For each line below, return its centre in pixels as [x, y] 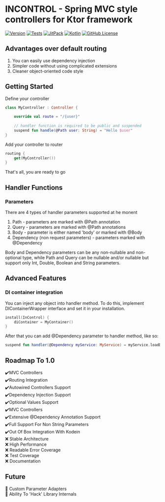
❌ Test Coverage [22, 455]
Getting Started [29, 87]
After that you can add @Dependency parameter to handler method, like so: [82, 336]
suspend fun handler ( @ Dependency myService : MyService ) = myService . [78, 345]
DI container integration [34, 292]
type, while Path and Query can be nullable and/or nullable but [85, 258]
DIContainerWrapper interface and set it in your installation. [65, 308]
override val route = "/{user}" [47, 117]
